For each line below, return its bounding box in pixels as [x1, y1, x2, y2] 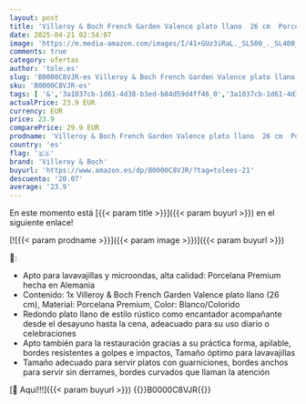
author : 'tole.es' [9, 65, 79, 74]
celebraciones [22, 328, 76, 339]
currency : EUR [9, 106, 64, 116]
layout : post [9, 13, 59, 23]
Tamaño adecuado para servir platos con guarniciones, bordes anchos [22, 357, 289, 369]
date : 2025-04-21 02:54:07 [9, 30, 112, 39]
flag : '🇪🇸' [9, 148, 55, 157]
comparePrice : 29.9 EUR [9, 124, 100, 133]
